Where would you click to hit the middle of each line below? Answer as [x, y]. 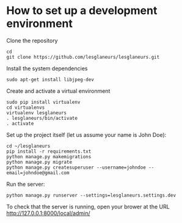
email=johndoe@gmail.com [38, 173]
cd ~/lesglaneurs [28, 146]
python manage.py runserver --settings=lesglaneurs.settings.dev [91, 195]
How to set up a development [82, 11]
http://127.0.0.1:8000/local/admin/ [48, 213]
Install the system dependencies [47, 68]
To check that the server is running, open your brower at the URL [88, 207]
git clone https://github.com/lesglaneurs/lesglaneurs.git [83, 57]
